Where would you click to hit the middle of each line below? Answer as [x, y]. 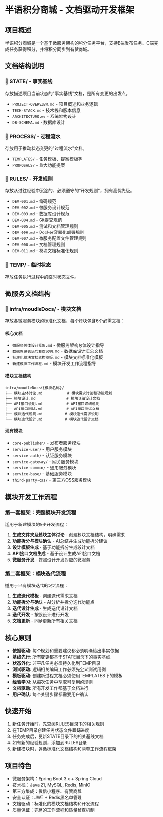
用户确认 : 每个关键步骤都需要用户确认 [50, 694]
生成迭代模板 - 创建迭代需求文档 [45, 596]
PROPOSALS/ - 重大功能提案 [39, 165]
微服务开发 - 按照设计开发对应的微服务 [51, 559]
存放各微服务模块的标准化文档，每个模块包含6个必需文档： [65, 321]
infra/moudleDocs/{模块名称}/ [35, 388]
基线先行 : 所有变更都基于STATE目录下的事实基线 [61, 657]
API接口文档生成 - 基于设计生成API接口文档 [56, 553]
